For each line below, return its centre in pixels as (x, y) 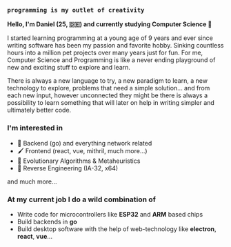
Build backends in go (47, 221)
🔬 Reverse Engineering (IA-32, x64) (68, 168)
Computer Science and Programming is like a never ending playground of (111, 60)
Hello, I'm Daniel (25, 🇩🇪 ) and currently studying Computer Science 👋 (110, 24)
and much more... (32, 181)
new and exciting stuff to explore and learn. (69, 68)
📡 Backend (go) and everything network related (84, 143)
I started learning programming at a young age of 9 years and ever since (110, 38)
